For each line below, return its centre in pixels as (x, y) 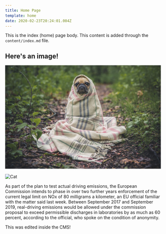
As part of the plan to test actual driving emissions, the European (71, 186)
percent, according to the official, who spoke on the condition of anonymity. (82, 218)
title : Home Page (23, 10)
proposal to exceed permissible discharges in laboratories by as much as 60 (83, 212)
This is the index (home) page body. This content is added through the (77, 35)
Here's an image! (32, 56)
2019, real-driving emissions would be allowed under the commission (76, 207)
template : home (21, 16)
